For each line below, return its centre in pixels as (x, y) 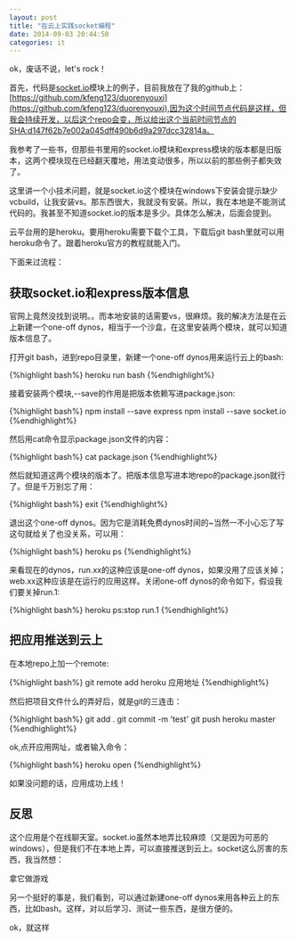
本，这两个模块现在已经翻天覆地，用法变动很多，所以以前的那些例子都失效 (145, 160)
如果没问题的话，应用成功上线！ (68, 783)
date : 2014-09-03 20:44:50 (59, 34)
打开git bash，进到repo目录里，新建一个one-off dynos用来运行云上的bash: (147, 357)
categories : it (37, 42)
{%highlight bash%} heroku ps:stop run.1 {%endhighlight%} (119, 610)
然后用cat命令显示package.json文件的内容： (90, 439)
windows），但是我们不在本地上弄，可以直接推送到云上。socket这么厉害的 (145, 848)
